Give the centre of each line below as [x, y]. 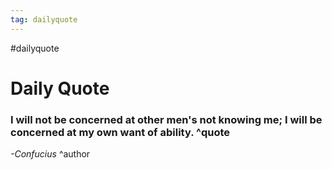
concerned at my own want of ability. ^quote [120, 132]
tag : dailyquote [44, 19]
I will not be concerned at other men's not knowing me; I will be [166, 119]
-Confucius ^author [50, 154]
